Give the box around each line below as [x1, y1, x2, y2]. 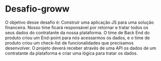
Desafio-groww [5, 3, 70, 15]
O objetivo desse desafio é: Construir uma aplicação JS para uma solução [5, 19, 154, 25]
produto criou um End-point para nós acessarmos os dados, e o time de [5, 35, 150, 41]
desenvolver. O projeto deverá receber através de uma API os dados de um [5, 45, 156, 51]
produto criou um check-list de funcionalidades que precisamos [5, 40, 134, 46]
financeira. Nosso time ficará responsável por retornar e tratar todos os [5, 24, 149, 30]
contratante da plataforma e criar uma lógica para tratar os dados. [5, 50, 138, 56]
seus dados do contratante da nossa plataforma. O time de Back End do [5, 30, 150, 35]
